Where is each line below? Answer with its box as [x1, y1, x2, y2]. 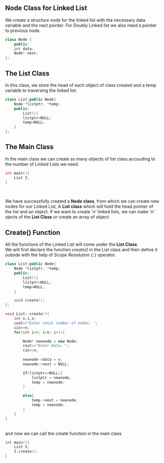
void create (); [14, 298, 45, 303]
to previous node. [5, 27, 41, 34]
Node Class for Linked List [5, 4, 87, 12]
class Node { [5, 37, 32, 42]
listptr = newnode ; [31, 375, 71, 380]
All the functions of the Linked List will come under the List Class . [5, 241, 139, 247]
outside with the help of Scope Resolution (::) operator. [5, 252, 116, 258]
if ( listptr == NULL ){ [23, 370, 63, 376]
